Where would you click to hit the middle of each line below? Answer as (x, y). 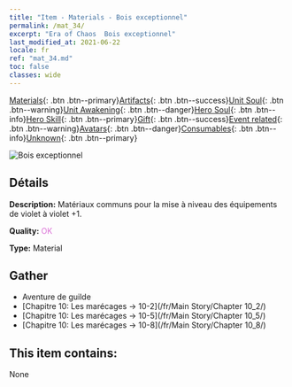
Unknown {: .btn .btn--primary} (82, 137)
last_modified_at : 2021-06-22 (65, 42)
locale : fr (29, 50)
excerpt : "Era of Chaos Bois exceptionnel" (92, 34)
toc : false (29, 67)
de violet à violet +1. (46, 213)
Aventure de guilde (56, 297)
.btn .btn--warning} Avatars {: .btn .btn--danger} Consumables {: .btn (131, 128)
